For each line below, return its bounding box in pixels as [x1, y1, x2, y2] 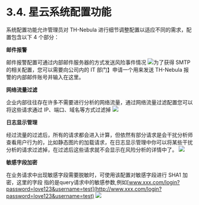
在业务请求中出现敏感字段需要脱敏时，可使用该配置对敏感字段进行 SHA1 [6, 171, 182, 178]
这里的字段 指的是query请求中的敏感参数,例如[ [16, 178, 129, 185]
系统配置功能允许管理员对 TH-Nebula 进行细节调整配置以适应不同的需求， [6, 26, 187, 33]
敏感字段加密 [6, 158, 37, 166]
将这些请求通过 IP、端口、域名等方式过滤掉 [6, 106, 111, 113]
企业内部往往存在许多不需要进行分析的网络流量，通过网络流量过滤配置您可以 [6, 98, 193, 105]
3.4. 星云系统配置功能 [6, 5, 111, 19]
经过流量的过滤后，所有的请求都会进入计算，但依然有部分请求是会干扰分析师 [6, 131, 193, 138]
